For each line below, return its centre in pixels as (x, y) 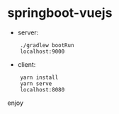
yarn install (39, 77)
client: (27, 64)
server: (28, 32)
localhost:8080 (42, 89)
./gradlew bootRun (47, 45)
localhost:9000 (42, 51)
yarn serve (36, 83)
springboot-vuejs (60, 13)
